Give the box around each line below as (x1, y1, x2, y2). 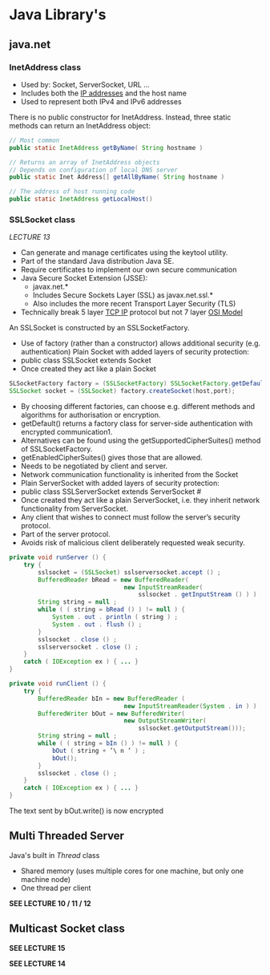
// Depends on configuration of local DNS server (9, 166, 179, 174)
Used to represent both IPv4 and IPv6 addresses (20, 96, 183, 106)
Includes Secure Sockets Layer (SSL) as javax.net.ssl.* (32, 290, 213, 300)
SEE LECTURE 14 (9, 958, 66, 968)
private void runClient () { (9, 680, 107, 688)
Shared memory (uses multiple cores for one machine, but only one (20, 866, 244, 876)
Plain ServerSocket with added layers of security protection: (20, 479, 220, 488)
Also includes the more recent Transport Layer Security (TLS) (32, 299, 236, 309)
